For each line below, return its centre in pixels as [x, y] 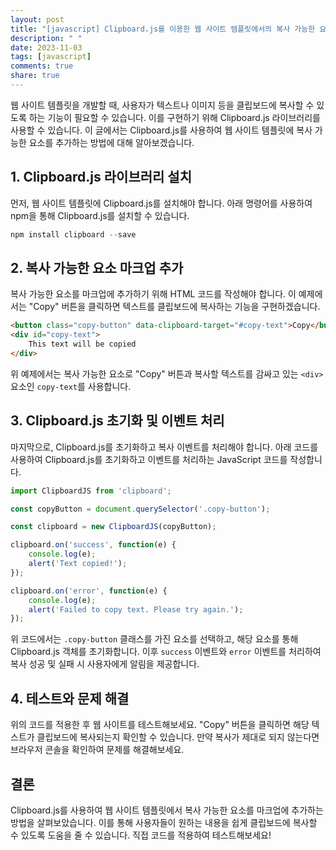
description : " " [46, 38]
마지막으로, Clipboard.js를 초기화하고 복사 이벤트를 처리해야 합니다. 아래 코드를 [164, 447]
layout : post [37, 19]
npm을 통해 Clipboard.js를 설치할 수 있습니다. [100, 215]
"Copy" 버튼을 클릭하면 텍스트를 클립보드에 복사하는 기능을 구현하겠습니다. [174, 307]
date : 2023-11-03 [46, 47]
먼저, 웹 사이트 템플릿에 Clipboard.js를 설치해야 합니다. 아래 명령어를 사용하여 [161, 203]
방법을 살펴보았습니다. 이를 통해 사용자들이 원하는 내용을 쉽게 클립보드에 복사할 [164, 822]
